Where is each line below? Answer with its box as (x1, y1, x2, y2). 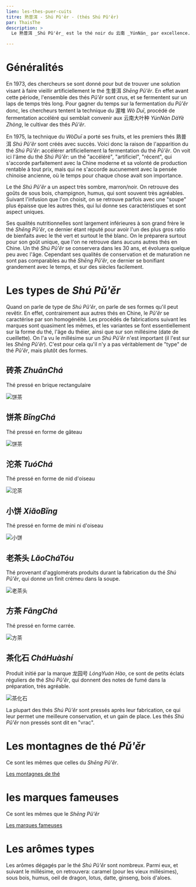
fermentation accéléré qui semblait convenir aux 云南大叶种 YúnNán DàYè (6, 114, 184, 122)
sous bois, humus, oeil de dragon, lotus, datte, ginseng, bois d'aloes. (6, 874, 172, 881)
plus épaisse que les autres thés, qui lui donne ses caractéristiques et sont (6, 202, 186, 209)
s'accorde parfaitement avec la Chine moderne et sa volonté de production (6, 160, 187, 167)
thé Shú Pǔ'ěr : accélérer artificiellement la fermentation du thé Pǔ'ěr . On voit (6, 147, 191, 154)
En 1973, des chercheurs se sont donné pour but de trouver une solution (6, 80, 180, 87)
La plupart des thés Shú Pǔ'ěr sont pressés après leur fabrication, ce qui (6, 706, 181, 713)
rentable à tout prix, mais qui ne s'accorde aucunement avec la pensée (6, 166, 177, 173)
